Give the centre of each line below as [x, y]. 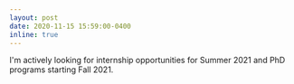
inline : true [34, 34]
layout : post [34, 18]
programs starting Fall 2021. [62, 70]
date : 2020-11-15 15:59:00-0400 [70, 26]
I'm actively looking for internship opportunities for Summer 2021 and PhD [147, 61]
